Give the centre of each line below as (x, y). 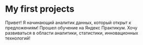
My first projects (40, 9)
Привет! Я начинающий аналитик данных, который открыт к (68, 22)
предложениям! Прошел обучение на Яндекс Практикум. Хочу (71, 27)
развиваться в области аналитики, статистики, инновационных (72, 33)
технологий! (18, 38)
